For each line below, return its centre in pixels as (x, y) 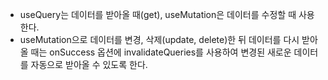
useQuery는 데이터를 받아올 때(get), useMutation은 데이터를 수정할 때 (158, 14)
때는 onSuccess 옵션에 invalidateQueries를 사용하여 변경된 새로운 (161, 52)
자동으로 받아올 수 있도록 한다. (89, 64)
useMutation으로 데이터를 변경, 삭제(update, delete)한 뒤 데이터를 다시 (159, 39)
